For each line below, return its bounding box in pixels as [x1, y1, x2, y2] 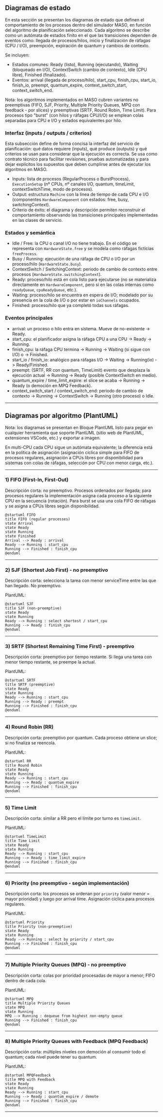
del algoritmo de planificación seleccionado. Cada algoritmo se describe [5, 27, 150, 33]
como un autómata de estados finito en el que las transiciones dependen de [5, 32, 157, 38]
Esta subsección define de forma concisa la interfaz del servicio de [5, 141, 140, 146]
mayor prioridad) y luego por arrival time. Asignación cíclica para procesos [5, 896, 155, 902]
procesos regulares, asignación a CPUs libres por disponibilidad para [5, 454, 143, 460]
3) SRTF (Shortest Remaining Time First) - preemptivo [5, 643, 134, 650]
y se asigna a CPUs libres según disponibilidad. [5, 503, 100, 509]
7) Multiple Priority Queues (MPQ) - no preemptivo [5, 961, 126, 968]
